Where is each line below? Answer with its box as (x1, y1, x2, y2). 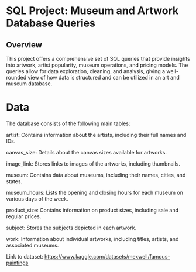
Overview (6, 40, 43, 50)
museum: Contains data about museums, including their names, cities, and (6, 171, 186, 178)
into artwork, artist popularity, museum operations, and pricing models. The (6, 61, 188, 68)
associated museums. (6, 242, 59, 249)
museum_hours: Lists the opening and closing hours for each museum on (6, 189, 183, 196)
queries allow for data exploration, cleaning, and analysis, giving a (6, 68, 166, 74)
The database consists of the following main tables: (6, 120, 130, 127)
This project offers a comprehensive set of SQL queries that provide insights (6, 56, 190, 62)
